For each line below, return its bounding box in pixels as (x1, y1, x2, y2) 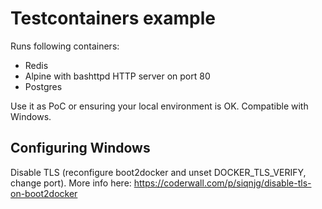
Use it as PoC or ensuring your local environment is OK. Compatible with (10, 100, 309, 112)
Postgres (24, 80, 63, 92)
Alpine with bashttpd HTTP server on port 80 (24, 70, 211, 82)
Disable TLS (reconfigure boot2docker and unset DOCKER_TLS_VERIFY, (10, 166, 307, 178)
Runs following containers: (10, 40, 120, 52)
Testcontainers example (10, 7, 217, 30)
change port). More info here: (10, 177, 132, 189)
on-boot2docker (10, 187, 78, 199)
